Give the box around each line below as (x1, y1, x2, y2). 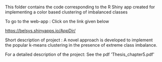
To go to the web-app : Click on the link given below (5, 19, 109, 24)
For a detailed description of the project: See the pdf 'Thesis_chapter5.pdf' (5, 51, 155, 57)
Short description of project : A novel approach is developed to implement (5, 37, 153, 43)
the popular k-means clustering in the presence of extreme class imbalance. (5, 42, 158, 48)
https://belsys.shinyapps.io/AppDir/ (5, 28, 76, 33)
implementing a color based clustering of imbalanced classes (5, 9, 128, 15)
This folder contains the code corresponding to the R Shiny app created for (5, 4, 155, 10)
